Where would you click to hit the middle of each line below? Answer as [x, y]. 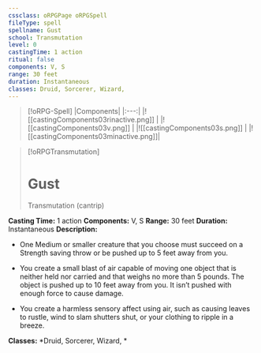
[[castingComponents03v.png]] [79, 128]
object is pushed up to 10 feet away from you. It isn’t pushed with [125, 285]
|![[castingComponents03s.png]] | [192, 128]
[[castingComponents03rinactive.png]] [91, 120]
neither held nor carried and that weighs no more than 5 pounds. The [132, 276]
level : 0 [22, 45]
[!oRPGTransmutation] [63, 152]
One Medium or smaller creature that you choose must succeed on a [131, 245]
